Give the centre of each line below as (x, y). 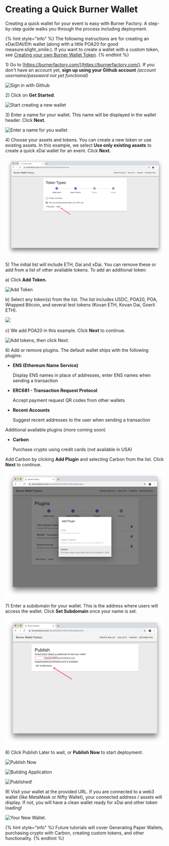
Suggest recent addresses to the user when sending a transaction (81, 420)
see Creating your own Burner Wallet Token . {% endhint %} (67, 55)
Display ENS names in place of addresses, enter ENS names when (81, 375)
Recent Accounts (31, 410)
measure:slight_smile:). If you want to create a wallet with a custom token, (82, 49)
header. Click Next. (26, 120)
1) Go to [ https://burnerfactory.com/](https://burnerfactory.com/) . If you (80, 64)
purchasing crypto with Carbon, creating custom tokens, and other (75, 833)
